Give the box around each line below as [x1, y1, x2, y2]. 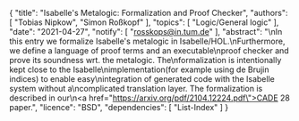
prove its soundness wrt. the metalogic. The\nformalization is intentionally [9, 55, 282, 65]
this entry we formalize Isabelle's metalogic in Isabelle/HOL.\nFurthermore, [9, 36, 286, 46]
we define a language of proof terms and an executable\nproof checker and [9, 45, 289, 56]
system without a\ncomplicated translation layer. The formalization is [9, 84, 263, 93]
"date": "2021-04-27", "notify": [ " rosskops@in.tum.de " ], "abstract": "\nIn [9, 27, 283, 36]
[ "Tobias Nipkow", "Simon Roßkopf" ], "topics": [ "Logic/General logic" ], [9, 17, 279, 28]
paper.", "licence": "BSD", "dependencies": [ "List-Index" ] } [9, 102, 229, 112]
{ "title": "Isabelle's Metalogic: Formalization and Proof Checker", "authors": [9, 8, 288, 18]
